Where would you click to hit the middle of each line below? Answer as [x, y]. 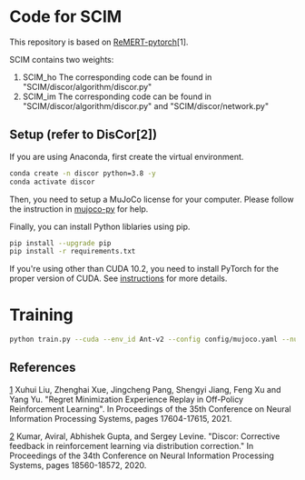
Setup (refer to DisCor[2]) [83, 135]
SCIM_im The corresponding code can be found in [117, 96]
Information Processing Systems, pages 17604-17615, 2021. [121, 418]
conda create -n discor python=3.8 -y [83, 173]
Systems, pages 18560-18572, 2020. [78, 465]
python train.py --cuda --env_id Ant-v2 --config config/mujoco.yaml [144, 340]
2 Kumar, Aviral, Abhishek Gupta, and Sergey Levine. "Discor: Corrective [145, 436]
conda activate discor [52, 182]
